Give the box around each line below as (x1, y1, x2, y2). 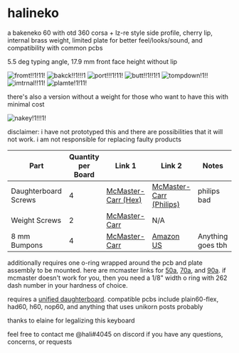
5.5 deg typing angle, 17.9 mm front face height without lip (7, 57, 178, 65)
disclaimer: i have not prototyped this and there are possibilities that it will (7, 127, 223, 136)
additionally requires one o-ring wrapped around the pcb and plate (7, 258, 203, 267)
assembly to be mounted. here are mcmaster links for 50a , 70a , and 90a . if (7, 266, 226, 274)
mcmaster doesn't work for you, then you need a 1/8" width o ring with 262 (7, 273, 228, 282)
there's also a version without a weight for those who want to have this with (7, 92, 229, 101)
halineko (7, 5, 59, 21)
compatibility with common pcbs (7, 43, 103, 52)
